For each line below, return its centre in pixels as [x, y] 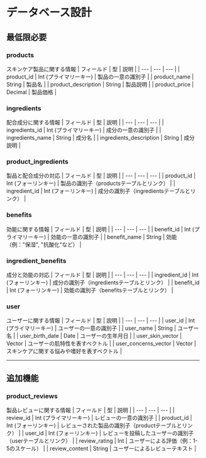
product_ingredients [37, 162]
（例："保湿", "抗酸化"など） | [44, 244]
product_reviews [32, 396]
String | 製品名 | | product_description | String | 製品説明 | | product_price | [100, 84]
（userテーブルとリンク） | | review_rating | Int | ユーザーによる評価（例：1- [102, 441]
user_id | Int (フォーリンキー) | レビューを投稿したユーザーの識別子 [110, 433]
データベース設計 [49, 13]
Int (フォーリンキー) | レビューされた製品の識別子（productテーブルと [94, 426]
